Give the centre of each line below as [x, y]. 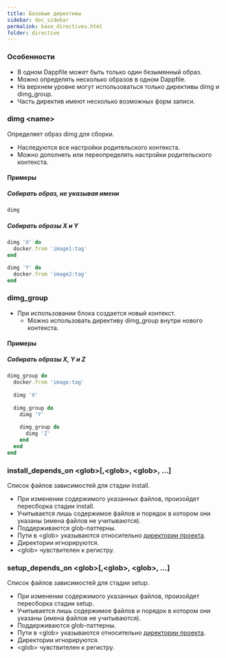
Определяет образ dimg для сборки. [61, 134]
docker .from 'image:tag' [49, 382]
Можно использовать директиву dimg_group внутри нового [115, 320]
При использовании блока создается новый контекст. [97, 313]
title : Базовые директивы [44, 13]
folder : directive [33, 33]
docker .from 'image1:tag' [50, 249]
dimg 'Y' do [24, 267]
